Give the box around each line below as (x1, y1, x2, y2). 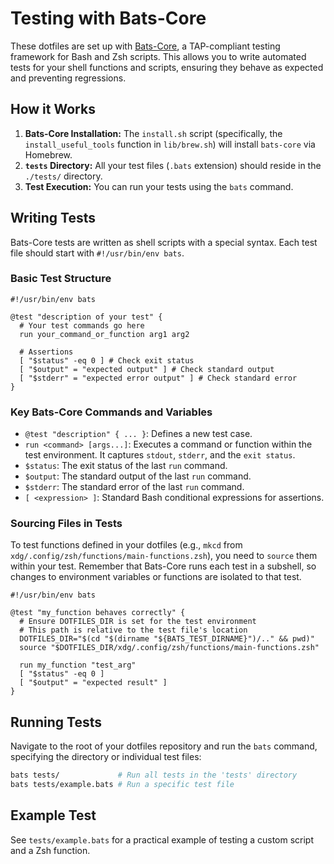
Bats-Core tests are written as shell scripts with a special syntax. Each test (10, 236, 318, 248)
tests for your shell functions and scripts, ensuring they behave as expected (10, 61, 324, 73)
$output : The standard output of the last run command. (24, 470, 252, 482)
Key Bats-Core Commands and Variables (10, 405, 213, 419)
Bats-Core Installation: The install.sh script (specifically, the (24, 127, 283, 139)
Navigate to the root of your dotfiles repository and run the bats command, (10, 740, 318, 752)
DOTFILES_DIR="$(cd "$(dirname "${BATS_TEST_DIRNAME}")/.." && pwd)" (19, 634, 315, 644)
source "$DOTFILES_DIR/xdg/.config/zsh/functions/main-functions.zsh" (19, 643, 320, 653)
